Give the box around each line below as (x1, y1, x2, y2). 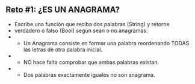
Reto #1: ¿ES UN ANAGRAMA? (5, 5, 120, 15)
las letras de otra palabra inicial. (23, 46, 103, 53)
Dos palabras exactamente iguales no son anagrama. (23, 71, 155, 78)
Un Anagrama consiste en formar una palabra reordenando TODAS (23, 39, 190, 46)
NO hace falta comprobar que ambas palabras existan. (23, 58, 159, 66)
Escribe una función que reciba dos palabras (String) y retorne (14, 20, 170, 27)
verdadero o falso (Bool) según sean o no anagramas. (14, 27, 148, 34)
